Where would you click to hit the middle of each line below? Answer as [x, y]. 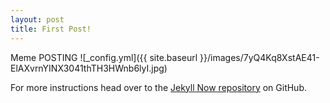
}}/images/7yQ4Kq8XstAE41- [259, 57]
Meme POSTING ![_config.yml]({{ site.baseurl [104, 57]
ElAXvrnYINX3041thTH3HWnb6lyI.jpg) [89, 68]
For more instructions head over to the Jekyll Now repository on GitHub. [158, 87]
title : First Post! [51, 29]
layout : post [37, 19]
